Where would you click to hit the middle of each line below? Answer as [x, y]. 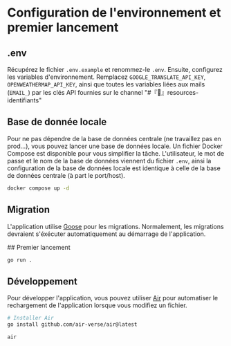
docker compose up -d [38, 188]
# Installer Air [30, 318]
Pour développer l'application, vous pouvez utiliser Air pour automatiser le [113, 298]
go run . [20, 260]
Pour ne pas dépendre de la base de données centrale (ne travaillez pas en [114, 138]
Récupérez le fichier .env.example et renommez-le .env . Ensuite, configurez [115, 70]
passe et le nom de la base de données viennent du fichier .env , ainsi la [109, 161]
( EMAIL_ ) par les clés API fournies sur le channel [75, 92]
